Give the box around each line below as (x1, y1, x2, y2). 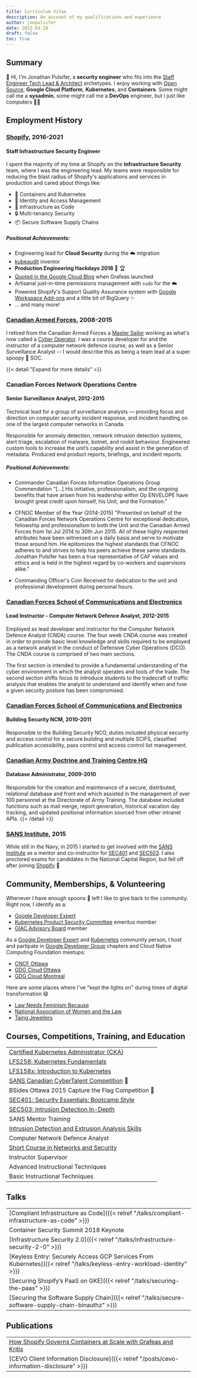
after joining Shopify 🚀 (6, 862, 60, 869)
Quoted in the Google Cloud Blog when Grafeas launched (14, 273, 154, 280)
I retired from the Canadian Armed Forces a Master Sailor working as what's (6, 329, 189, 336)
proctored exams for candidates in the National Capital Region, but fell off (6, 856, 184, 863)
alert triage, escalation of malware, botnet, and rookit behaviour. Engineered (6, 438, 190, 445)
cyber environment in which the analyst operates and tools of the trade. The (6, 668, 190, 675)
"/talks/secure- (141, 1293, 185, 1302)
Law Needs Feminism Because (14, 1001, 89, 1009)
